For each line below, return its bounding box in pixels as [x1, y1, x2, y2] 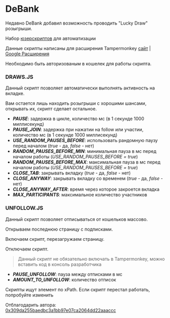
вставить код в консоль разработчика [17, 261, 102, 267]
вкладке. [5, 90, 25, 97]
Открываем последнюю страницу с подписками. [5, 226, 113, 232]
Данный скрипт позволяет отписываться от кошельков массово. [5, 216, 148, 222]
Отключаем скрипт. [5, 246, 49, 252]
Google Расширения [5, 51, 50, 57]
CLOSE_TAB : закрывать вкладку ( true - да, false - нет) [12, 170, 131, 176]
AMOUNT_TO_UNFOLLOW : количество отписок [12, 277, 116, 283]
